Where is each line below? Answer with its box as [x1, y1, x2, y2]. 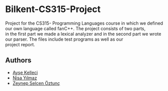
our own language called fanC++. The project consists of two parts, [5, 25, 146, 31]
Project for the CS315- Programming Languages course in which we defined [5, 20, 163, 26]
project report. [5, 41, 35, 47]
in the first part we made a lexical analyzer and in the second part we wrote [5, 31, 161, 37]
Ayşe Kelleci [12, 69, 38, 75]
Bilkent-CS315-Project [5, 4, 101, 15]
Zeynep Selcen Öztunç [12, 80, 60, 86]
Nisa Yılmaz [12, 74, 37, 81]
